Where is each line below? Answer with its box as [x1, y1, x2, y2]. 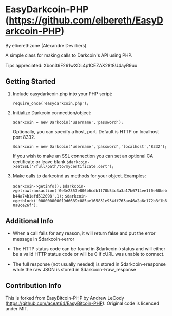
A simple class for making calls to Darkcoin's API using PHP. [5, 52, 133, 58]
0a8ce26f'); [12, 203, 39, 208]
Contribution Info [5, 281, 62, 290]
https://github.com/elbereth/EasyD [9, 14, 163, 26]
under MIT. [5, 306, 29, 312]
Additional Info [5, 216, 54, 225]
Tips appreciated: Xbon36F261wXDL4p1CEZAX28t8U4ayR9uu [5, 62, 138, 68]
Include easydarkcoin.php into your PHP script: [12, 91, 113, 97]
